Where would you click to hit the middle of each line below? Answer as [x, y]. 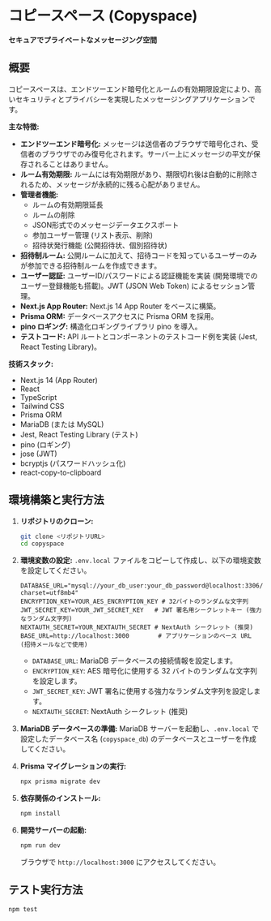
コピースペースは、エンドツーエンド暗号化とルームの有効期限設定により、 [131, 88]
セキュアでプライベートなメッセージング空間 [83, 40]
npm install [40, 814]
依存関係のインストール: [60, 798]
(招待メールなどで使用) [54, 645]
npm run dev [40, 846]
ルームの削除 [53, 214]
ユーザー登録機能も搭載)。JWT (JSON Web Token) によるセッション [134, 286]
